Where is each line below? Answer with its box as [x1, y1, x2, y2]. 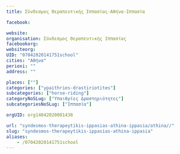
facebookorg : [6, 41, 39, 47]
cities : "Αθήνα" [6, 57, 46, 63]
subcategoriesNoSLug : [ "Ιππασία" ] [6, 101, 92, 107]
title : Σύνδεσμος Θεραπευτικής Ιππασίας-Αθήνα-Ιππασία [6, 8, 145, 15]
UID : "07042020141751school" [6, 52, 79, 58]
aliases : [6, 134, 28, 140]
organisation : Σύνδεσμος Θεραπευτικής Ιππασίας [6, 36, 127, 41]
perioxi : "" [6, 63, 36, 69]
